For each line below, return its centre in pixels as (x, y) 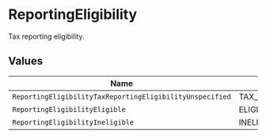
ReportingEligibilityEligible (69, 109)
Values (26, 61)
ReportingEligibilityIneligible (73, 122)
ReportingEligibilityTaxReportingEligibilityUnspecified (122, 97)
